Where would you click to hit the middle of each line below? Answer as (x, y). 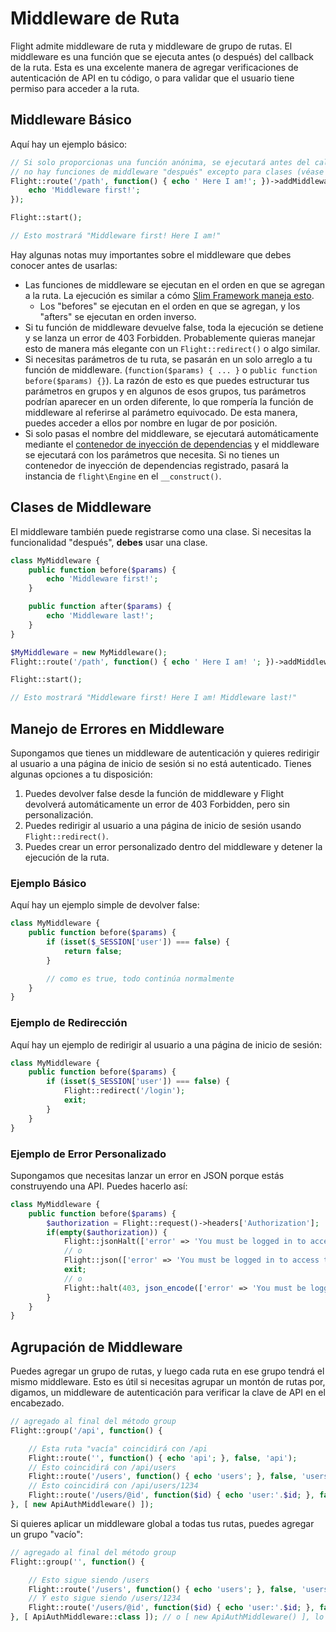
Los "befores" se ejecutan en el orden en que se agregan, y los (170, 306)
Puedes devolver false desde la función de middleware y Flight (154, 793)
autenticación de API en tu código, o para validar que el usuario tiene (152, 78)
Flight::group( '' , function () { (77, 1562)
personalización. (59, 815)
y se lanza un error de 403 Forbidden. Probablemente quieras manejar (170, 338)
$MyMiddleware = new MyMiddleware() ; (89, 652)
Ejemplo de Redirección (69, 1023)
